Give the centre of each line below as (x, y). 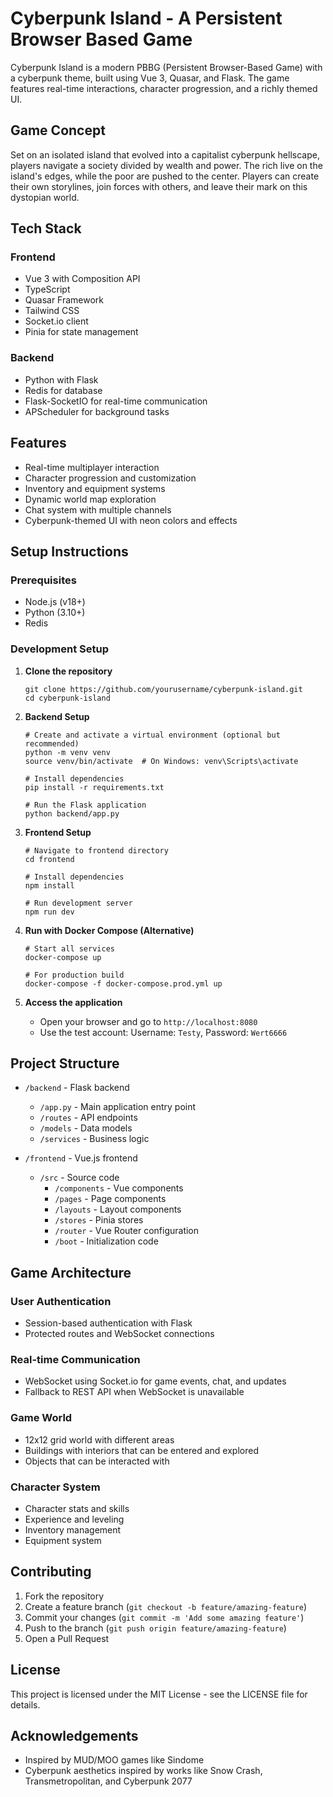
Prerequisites (43, 580)
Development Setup (59, 649)
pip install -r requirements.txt (94, 787)
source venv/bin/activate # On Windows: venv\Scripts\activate (161, 761)
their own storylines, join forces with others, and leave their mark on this (159, 186)
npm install (49, 885)
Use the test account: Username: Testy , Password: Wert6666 (163, 1032)
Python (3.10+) (55, 613)
